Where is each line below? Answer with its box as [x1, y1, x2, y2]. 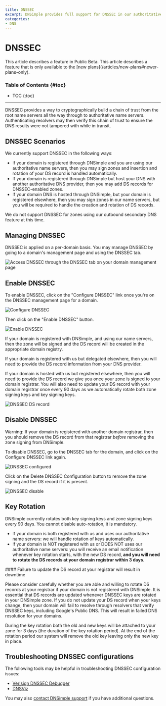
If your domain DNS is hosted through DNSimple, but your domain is [12, 192, 151, 198]
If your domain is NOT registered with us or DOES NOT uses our [12, 541, 143, 547]
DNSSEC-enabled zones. [12, 186, 64, 192]
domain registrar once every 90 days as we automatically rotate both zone [5, 386, 157, 392]
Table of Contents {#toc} [5, 82, 66, 89]
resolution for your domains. [5, 612, 63, 619]
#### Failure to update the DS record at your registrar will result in [5, 566, 140, 572]
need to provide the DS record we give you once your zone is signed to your [5, 376, 161, 382]
